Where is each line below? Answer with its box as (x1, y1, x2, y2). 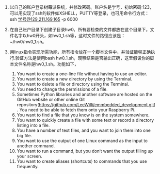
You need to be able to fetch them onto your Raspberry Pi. (19, 107, 136, 112)
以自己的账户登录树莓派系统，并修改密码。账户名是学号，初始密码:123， (9, 4, 154, 10)
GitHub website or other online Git (16, 96, 85, 102)
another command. (16, 143, 55, 149)
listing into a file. (16, 123, 50, 128)
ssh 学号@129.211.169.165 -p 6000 (9, 16, 78, 22)
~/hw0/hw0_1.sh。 (9, 39, 47, 45)
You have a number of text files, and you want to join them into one (16, 127, 151, 133)
